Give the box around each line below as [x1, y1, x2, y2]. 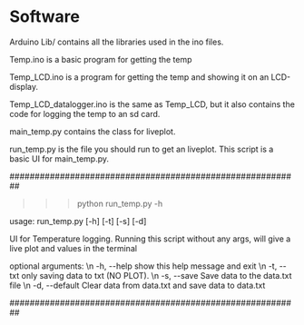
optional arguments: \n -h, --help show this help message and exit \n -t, [9, 261, 278, 271]
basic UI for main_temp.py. [9, 153, 110, 164]
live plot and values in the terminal [9, 242, 138, 253]
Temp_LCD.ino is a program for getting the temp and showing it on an [9, 71, 270, 83]
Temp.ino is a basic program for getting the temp [9, 54, 192, 64]
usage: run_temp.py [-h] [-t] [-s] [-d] [9, 215, 147, 226]
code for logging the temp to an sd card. [9, 108, 161, 119]
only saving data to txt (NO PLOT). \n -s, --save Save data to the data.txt [21, 270, 292, 281]
